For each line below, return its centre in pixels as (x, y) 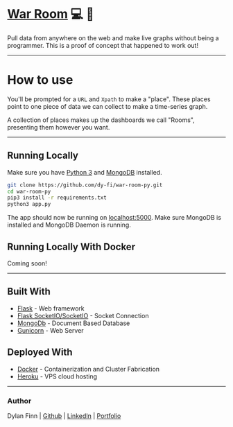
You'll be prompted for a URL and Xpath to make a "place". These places (109, 99)
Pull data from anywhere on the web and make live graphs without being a (113, 38)
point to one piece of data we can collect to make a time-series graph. (107, 106)
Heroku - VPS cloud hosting (57, 376)
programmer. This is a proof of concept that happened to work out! (103, 45)
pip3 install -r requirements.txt (57, 198)
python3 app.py (29, 204)
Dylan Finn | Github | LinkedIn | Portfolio (64, 416)
